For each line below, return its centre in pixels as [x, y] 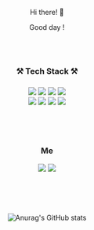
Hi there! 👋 [47, 12]
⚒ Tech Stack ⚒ [47, 71]
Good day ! [47, 27]
